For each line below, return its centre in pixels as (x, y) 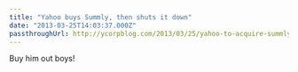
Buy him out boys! (42, 59)
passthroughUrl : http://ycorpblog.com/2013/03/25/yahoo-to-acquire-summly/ (152, 33)
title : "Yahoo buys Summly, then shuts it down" (101, 17)
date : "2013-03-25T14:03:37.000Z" (73, 25)
